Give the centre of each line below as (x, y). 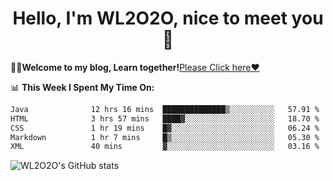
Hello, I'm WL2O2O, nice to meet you (168, 18)
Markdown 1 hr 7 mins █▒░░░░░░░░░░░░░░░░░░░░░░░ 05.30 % (165, 137)
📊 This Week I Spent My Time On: (82, 87)
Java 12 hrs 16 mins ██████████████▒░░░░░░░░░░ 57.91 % (165, 109)
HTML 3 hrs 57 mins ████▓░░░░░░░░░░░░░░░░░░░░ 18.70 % (165, 118)
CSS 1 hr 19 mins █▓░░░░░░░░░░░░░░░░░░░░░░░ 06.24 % (165, 128)
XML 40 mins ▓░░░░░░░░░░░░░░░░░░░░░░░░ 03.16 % (165, 147)
